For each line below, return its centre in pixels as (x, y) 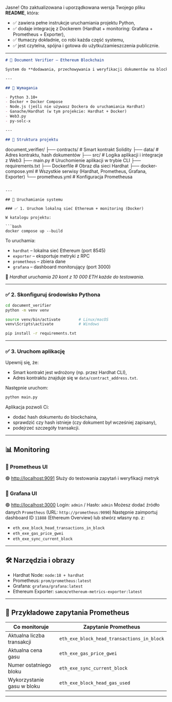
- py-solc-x (18, 121)
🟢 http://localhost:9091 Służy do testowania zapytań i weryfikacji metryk (82, 478)
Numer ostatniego (29, 665)
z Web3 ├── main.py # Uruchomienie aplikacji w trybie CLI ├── (73, 160)
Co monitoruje (31, 627)
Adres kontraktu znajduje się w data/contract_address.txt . (75, 378)
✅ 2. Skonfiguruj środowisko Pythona (53, 295)
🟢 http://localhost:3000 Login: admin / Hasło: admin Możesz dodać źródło (82, 505)
